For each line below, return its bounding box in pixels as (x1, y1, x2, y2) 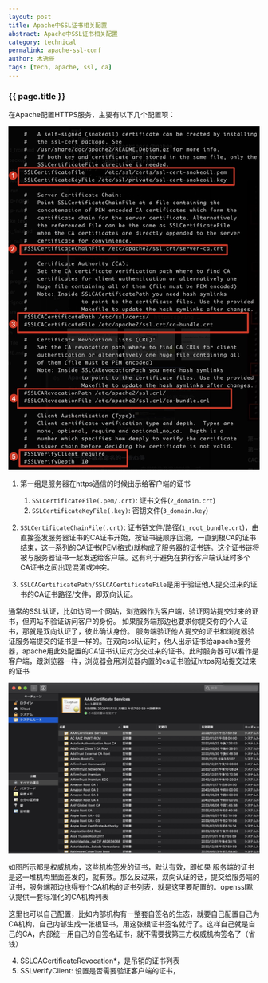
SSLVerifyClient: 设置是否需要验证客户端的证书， (19, 966, 180, 976)
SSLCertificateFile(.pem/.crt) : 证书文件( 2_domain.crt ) (31, 495, 216, 506)
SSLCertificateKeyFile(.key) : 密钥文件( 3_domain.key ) (31, 506, 209, 515)
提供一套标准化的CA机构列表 (14, 892, 109, 902)
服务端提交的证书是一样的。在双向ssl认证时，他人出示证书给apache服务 (14, 637, 252, 646)
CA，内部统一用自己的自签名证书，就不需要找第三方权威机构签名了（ (22, 930, 249, 939)
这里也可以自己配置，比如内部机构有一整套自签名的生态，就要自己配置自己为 (8, 910, 260, 919)
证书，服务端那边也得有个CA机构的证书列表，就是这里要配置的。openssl (8, 882, 247, 892)
